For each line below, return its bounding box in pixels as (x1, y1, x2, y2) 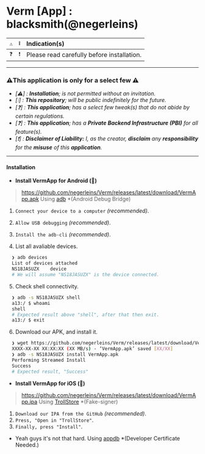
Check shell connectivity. (15, 282, 79, 290)
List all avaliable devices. (15, 243, 78, 250)
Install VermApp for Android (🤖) (15, 177, 97, 185)
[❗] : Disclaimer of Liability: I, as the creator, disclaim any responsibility (15, 135, 198, 142)
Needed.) (15, 441, 40, 449)
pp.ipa (21, 398, 38, 405)
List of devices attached (12, 260, 78, 266)
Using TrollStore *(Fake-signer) (38, 398, 118, 405)
